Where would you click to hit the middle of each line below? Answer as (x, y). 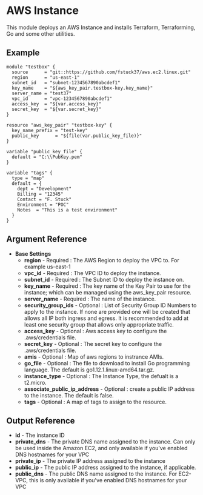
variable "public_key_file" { (45, 151)
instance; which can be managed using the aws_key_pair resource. (108, 292)
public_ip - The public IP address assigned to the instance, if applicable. (105, 468)
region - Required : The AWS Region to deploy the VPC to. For (102, 260)
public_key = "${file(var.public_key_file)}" (77, 136)
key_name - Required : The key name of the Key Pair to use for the (107, 286)
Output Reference (41, 421)
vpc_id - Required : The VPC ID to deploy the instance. (93, 273)
